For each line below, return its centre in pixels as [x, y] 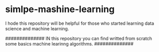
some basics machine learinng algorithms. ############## [69, 43]
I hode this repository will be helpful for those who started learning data [80, 23]
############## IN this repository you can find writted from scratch [79, 38]
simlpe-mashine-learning [60, 9]
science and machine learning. [37, 28]
